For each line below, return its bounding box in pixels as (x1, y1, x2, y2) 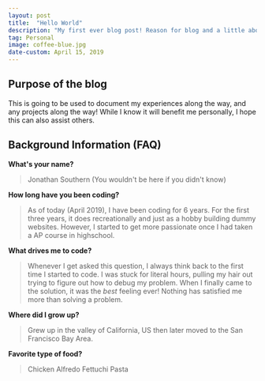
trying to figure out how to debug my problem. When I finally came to (27, 277, 252, 287)
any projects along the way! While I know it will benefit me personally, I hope (8, 107, 256, 116)
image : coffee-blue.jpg (8, 41, 87, 49)
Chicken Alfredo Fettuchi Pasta (27, 364, 129, 374)
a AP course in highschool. (27, 230, 115, 240)
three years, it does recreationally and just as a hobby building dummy (27, 213, 256, 223)
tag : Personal (8, 33, 55, 42)
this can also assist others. (8, 115, 95, 125)
